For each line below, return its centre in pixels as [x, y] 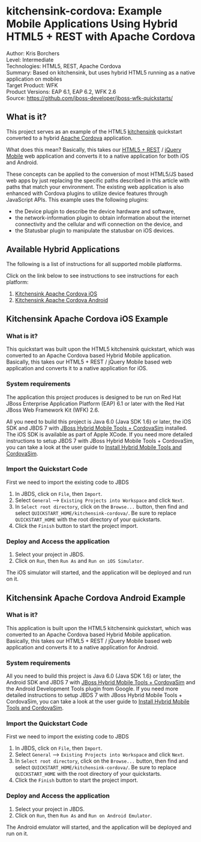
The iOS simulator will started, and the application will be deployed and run [99, 572]
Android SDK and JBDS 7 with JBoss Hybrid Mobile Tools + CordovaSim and [101, 683]
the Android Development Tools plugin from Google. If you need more [92, 689]
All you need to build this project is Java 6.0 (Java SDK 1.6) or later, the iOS [99, 421]
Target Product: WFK [32, 85]
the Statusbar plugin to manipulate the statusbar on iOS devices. [94, 231]
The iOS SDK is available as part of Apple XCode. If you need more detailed [100, 434]
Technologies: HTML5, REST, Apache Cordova [64, 66]
